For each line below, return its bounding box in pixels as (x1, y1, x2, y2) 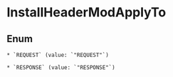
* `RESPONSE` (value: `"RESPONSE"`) (6, 64, 115, 71)
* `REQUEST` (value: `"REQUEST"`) (6, 51, 110, 58)
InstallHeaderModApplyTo (6, 4, 167, 21)
